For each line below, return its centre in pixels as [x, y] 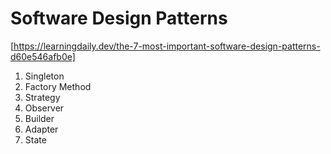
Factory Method [58, 86]
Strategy [42, 97]
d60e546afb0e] [43, 56]
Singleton [44, 76]
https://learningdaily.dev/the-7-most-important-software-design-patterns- [167, 46]
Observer [44, 108]
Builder [39, 118]
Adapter [41, 129]
